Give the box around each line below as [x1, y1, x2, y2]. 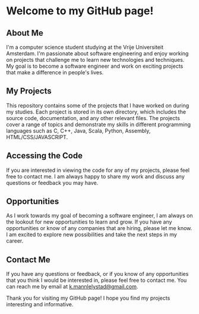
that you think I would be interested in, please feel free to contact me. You [6, 277, 187, 284]
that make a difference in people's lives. [6, 69, 104, 76]
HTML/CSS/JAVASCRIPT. [6, 133, 68, 140]
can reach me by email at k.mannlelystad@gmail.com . [6, 283, 138, 290]
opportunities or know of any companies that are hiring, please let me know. [6, 225, 192, 232]
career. [6, 237, 24, 244]
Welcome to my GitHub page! [6, 4, 154, 18]
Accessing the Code [6, 150, 83, 161]
